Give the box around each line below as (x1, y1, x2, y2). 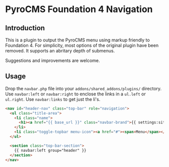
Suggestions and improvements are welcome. (5, 58, 100, 64)
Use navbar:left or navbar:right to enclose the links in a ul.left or (5, 91, 146, 97)
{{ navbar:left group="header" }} (14, 148, 87, 153)
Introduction (5, 24, 45, 32)
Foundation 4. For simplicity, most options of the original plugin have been (5, 42, 159, 48)
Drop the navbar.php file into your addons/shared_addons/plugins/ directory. (5, 85, 162, 91)
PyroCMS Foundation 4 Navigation (5, 4, 153, 15)
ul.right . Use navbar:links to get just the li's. (5, 96, 101, 102)
